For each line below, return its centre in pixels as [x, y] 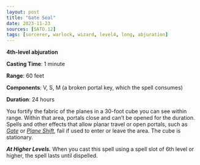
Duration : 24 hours [31, 100]
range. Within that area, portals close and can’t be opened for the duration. [101, 118]
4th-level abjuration [32, 52]
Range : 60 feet [25, 76]
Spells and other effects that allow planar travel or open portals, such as [97, 124]
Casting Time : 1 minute [36, 64]
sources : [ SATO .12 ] [31, 29]
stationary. [20, 137]
